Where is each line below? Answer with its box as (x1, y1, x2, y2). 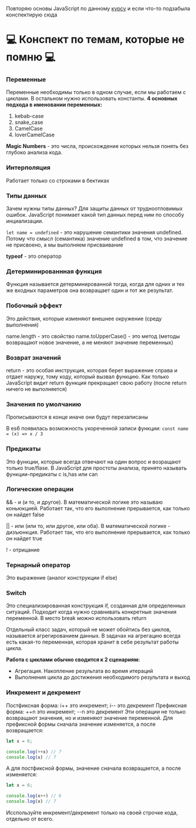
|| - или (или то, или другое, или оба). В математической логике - (6, 522, 171, 529)
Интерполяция (6, 164, 51, 172)
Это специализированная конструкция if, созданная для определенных (6, 602, 186, 610)
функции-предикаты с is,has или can (6, 470, 98, 477)
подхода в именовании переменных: (6, 101, 103, 108)
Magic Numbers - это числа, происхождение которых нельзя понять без (6, 143, 189, 150)
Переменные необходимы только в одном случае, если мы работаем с (6, 89, 186, 96)
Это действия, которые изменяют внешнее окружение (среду (6, 315, 163, 322)
